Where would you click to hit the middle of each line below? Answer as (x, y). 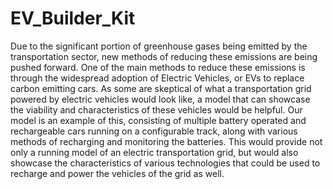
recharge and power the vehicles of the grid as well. (117, 173)
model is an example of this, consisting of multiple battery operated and (158, 120)
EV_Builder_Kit (73, 18)
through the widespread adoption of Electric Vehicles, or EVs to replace (157, 78)
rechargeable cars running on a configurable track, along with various (154, 131)
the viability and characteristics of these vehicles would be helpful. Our (156, 109)
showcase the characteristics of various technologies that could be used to (165, 163)
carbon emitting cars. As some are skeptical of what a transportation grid (161, 88)
